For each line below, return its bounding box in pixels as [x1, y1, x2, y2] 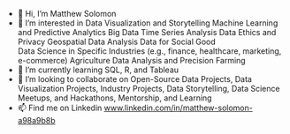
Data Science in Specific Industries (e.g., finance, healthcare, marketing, [17, 46, 282, 56]
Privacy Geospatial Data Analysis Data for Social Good [17, 36, 217, 47]
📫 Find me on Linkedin [17, 102, 103, 113]
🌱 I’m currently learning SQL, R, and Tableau [17, 64, 179, 75]
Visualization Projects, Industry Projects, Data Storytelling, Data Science [17, 84, 280, 93]
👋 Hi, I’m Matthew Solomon [17, 9, 117, 19]
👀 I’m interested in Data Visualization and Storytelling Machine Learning [17, 18, 279, 28]
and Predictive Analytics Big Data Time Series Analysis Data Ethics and [17, 27, 277, 37]
